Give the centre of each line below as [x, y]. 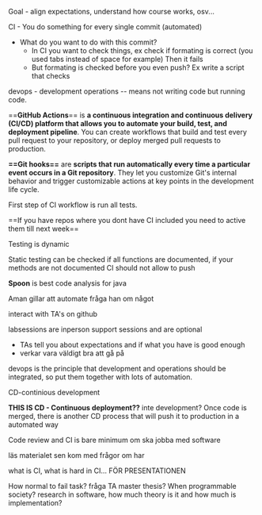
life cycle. [24, 189]
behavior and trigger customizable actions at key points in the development [131, 181]
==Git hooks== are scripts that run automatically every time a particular [129, 164]
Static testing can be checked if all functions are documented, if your [121, 259]
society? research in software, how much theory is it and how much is [122, 494]
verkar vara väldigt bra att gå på [72, 353]
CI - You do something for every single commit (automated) [105, 27]
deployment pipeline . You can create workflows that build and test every [128, 132]
